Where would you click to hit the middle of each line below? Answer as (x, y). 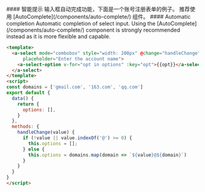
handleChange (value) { (46, 132)
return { (28, 104)
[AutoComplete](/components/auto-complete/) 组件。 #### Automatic (102, 17)
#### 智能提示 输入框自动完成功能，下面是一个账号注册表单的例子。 (92, 9)
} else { (34, 149)
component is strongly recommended (133, 30)
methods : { (26, 127)
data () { (23, 98)
